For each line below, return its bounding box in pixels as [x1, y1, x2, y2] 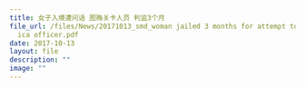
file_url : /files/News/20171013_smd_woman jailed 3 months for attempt [9, 22, 286, 31]
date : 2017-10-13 [9, 38, 75, 48]
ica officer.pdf [17, 30, 79, 39]
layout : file [9, 47, 59, 56]
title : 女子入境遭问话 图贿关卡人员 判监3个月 [9, 13, 165, 23]
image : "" [9, 64, 47, 73]
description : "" [9, 55, 71, 64]
